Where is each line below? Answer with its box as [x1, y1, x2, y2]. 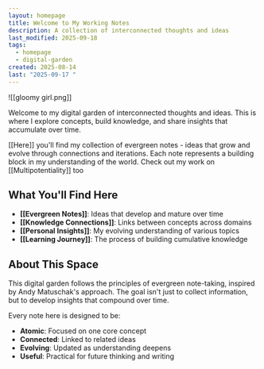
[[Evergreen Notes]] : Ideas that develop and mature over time [19, 209, 224, 219]
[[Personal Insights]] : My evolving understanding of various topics [19, 226, 240, 236]
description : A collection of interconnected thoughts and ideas [8, 26, 229, 34]
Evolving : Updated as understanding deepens [19, 343, 172, 353]
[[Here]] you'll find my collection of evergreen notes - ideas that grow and [8, 140, 250, 149]
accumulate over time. [8, 125, 81, 134]
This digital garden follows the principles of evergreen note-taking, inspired [8, 279, 255, 288]
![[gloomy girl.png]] [8, 92, 72, 102]
